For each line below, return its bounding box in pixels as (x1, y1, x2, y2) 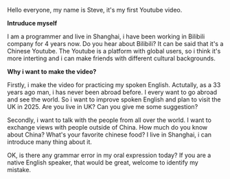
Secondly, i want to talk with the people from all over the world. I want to (7, 116, 211, 124)
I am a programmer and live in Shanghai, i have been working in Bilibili (7, 32, 205, 40)
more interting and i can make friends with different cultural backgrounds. (7, 54, 216, 62)
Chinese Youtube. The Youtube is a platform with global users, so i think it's (7, 47, 221, 55)
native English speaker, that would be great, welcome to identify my (7, 158, 199, 167)
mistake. (7, 166, 32, 174)
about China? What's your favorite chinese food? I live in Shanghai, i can (7, 130, 211, 139)
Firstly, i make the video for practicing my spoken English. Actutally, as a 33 (7, 81, 221, 88)
